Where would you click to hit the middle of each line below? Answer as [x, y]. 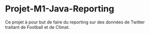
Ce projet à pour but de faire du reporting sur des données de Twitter [75, 22]
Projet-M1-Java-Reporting [60, 9]
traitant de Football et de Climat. [37, 27]
